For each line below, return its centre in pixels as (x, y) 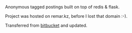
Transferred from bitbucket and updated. (46, 25)
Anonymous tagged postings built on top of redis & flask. (62, 7)
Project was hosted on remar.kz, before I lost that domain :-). (66, 16)
